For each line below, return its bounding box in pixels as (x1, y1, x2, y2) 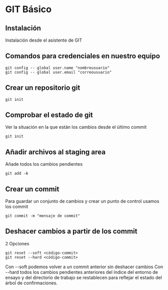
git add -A (5, 171, 28, 176)
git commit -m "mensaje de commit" (5, 213, 80, 219)
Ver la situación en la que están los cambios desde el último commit (5, 124, 147, 130)
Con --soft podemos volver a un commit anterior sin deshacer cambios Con (5, 264, 163, 270)
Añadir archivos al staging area (5, 148, 106, 156)
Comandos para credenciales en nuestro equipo (5, 52, 160, 60)
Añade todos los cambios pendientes (5, 161, 83, 167)
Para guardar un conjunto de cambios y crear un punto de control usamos (5, 198, 159, 204)
